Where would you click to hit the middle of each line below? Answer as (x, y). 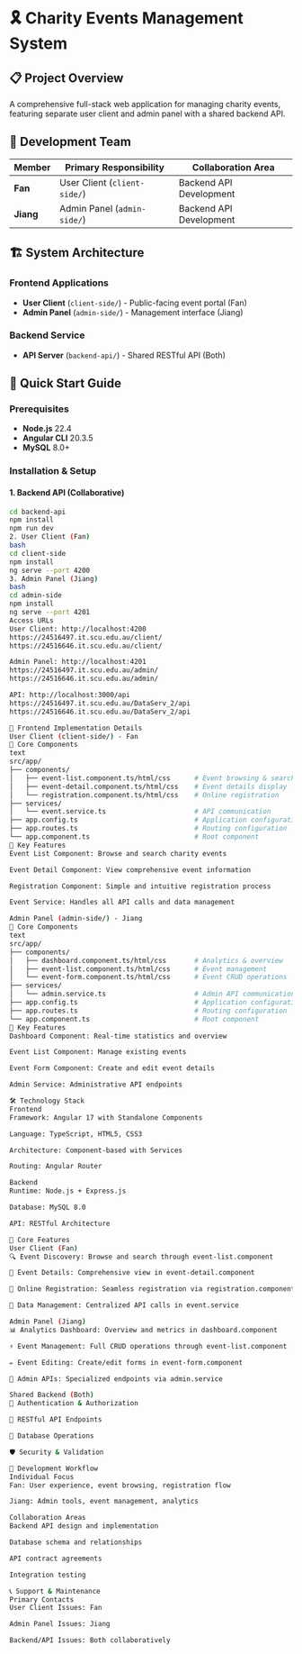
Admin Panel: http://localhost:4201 (78, 662)
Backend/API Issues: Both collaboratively (90, 1640)
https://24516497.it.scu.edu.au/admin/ (84, 670)
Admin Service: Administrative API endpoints (96, 1085)
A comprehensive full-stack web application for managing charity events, (145, 104)
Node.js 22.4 (47, 429)
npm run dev (31, 529)
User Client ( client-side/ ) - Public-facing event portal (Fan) (134, 303)
